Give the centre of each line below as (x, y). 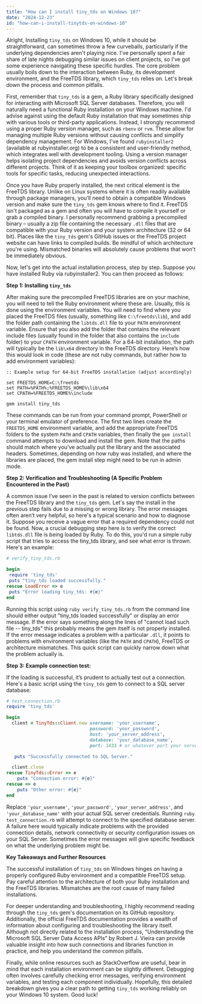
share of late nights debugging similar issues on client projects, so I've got (98, 59)
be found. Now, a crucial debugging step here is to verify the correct (91, 528)
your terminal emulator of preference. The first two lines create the (89, 421)
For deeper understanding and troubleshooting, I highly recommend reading (100, 906)
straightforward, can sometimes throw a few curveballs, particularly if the (97, 46)
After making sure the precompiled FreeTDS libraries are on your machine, (98, 297)
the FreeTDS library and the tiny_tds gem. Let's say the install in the (91, 503)
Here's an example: (30, 548)
